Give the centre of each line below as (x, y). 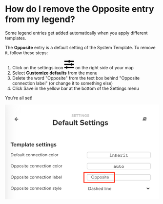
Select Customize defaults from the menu (55, 73)
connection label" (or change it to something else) (62, 83)
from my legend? (40, 19)
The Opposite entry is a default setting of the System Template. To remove (80, 47)
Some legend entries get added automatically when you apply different (76, 33)
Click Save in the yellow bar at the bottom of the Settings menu (75, 88)
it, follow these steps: (26, 53)
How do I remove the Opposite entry (80, 9)
